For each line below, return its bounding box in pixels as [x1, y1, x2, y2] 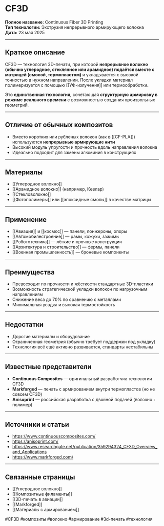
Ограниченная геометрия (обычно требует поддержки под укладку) [12, 339, 156, 344]
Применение [5, 215, 47, 224]
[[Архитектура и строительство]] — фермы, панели [12, 244, 120, 250]
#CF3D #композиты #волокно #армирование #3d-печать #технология [5, 516, 153, 522]
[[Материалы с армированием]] [12, 507, 79, 513]
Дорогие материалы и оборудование [12, 333, 90, 339]
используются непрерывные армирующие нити [12, 139, 115, 145]
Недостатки [5, 320, 44, 329]
